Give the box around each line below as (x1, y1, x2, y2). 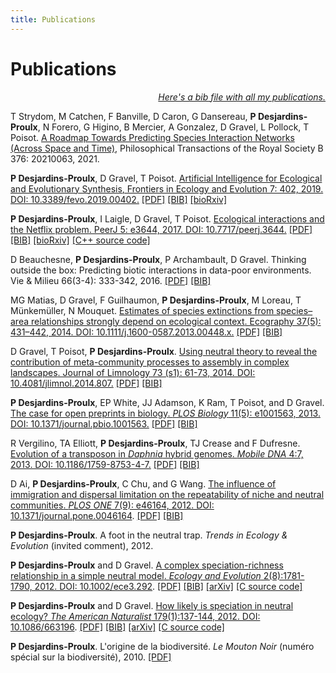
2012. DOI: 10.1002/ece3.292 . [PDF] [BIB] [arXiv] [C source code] (34, 580, 303, 592)
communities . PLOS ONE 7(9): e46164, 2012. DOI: (10, 499, 215, 511)
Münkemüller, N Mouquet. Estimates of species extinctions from (10, 304, 275, 316)
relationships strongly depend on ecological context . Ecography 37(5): (30, 315, 322, 327)
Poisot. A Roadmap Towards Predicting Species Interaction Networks (10, 131, 295, 143)
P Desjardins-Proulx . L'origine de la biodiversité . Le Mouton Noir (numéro (10, 640, 315, 652)
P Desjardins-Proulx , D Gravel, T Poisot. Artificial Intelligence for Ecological (10, 172, 323, 184)
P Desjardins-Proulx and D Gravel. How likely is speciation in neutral (10, 599, 294, 611)
